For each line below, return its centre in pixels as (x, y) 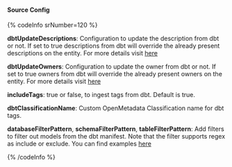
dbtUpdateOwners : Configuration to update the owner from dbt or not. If (112, 67)
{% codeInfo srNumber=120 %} (52, 25)
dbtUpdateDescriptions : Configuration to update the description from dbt (113, 39)
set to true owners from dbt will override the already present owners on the (115, 74)
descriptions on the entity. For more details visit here (83, 53)
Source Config (28, 10)
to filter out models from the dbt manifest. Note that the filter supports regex (116, 137)
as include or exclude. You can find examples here (79, 144)
